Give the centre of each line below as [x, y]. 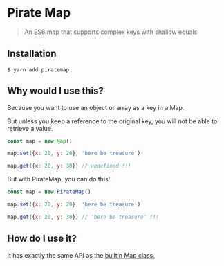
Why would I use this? [55, 91]
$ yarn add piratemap [38, 70]
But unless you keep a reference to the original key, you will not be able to [112, 121]
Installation [32, 54]
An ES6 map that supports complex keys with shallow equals [111, 32]
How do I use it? [42, 239]
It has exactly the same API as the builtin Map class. [81, 255]
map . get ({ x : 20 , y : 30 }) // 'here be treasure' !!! [83, 217]
